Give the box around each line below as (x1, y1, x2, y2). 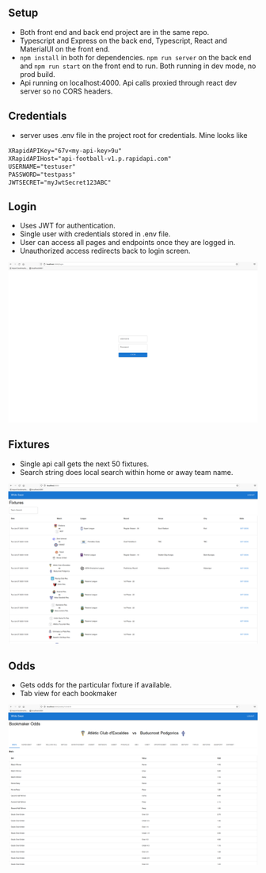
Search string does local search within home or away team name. (19, 467, 234, 477)
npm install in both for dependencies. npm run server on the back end (19, 52, 252, 62)
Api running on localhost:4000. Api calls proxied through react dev (19, 78, 237, 87)
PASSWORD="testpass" (8, 170, 77, 178)
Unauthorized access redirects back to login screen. (19, 246, 191, 256)
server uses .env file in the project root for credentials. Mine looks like (19, 130, 248, 140)
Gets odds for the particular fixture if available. (19, 680, 173, 690)
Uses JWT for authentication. (19, 221, 116, 231)
